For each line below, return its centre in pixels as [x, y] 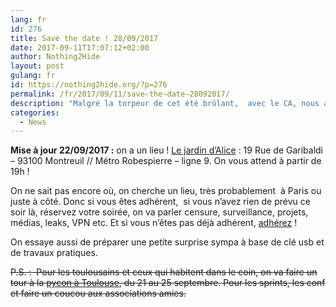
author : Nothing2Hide [55, 57]
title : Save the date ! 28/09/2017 [84, 38]
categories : [35, 112]
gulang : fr [33, 76]
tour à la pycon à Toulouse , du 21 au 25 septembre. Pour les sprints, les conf [168, 283]
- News [33, 122]
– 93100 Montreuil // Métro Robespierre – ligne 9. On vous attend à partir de [166, 161]
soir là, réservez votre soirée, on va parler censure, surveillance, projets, [159, 212]
